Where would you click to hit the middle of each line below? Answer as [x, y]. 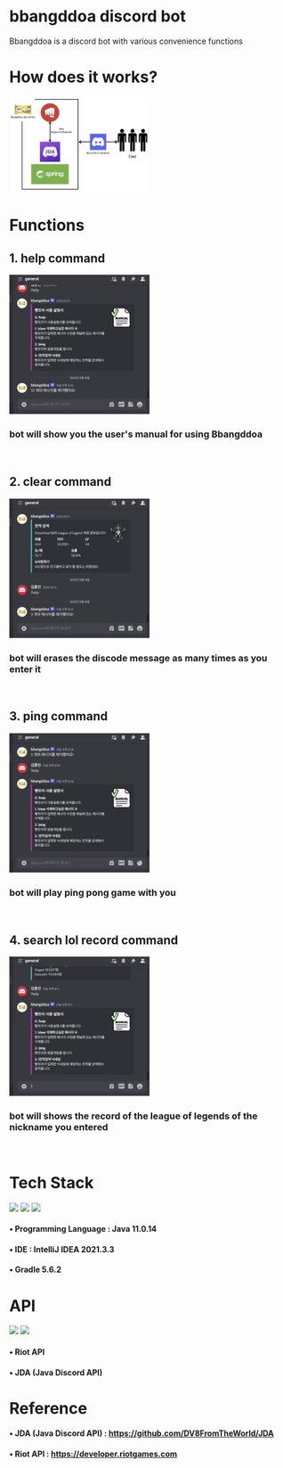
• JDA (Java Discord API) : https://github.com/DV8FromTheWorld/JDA [141, 1433]
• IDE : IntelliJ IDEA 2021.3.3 [62, 1249]
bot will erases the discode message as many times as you [138, 658]
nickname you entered [59, 1128]
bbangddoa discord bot [98, 16]
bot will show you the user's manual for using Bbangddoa [136, 434]
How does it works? [84, 77]
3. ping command [59, 716]
